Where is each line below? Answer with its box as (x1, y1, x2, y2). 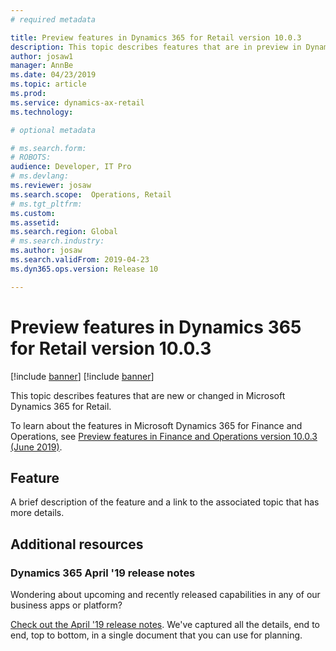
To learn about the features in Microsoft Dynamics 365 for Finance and (10, 419, 303, 431)
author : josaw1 (10, 51, 74, 61)
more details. (10, 507, 65, 519)
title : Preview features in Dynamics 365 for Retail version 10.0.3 (10, 32, 302, 43)
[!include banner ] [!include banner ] (10, 370, 155, 382)
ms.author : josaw (10, 246, 83, 256)
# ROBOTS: (10, 152, 52, 163)
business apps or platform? (10, 599, 123, 611)
